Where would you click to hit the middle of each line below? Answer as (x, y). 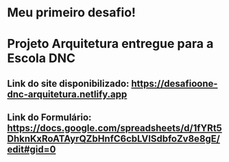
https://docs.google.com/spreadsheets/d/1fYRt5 (115, 128)
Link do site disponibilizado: (68, 83)
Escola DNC (41, 58)
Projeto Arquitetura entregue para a (110, 44)
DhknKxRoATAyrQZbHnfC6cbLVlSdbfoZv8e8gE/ (114, 139)
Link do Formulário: (49, 118)
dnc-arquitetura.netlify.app (67, 94)
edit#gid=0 (32, 149)
